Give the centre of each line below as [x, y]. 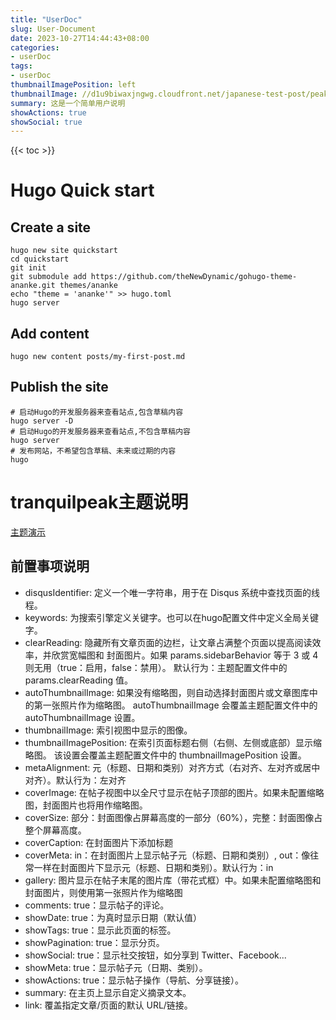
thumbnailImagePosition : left [73, 85]
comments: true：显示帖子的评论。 [97, 905]
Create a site [51, 227]
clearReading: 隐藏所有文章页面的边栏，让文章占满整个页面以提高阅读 [168, 642]
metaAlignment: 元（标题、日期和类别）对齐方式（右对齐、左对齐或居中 [172, 767]
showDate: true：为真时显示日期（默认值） [113, 917]
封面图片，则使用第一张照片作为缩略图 [103, 892]
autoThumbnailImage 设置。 [82, 717]
